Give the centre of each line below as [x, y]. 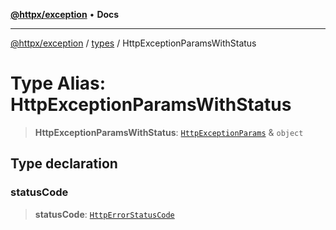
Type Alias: [58, 83]
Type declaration [64, 164]
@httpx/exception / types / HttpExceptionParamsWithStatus [133, 43]
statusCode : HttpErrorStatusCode [104, 214]
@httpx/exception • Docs [65, 14]
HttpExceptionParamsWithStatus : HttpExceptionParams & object [169, 132]
